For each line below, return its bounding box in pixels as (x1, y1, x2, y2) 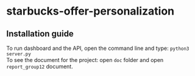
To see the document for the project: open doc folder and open (6, 57, 164, 63)
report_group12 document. (6, 63, 73, 70)
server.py (6, 51, 32, 57)
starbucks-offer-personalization (6, 4, 175, 18)
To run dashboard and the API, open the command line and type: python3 (6, 44, 190, 52)
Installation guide (6, 29, 74, 39)
